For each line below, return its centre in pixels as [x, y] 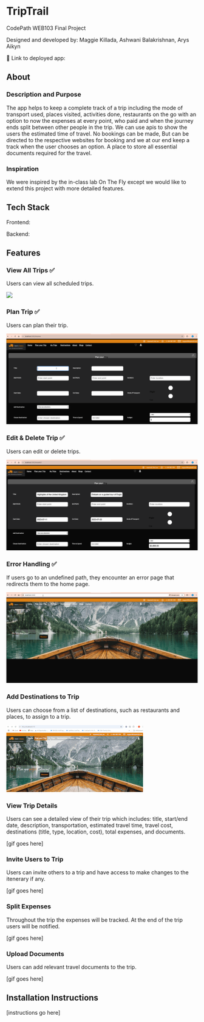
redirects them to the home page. [48, 584]
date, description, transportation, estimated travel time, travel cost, [90, 826]
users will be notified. [33, 926]
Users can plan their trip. [37, 325]
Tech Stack [28, 208]
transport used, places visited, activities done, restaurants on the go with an [101, 114]
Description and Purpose [44, 94]
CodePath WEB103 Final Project [46, 28]
